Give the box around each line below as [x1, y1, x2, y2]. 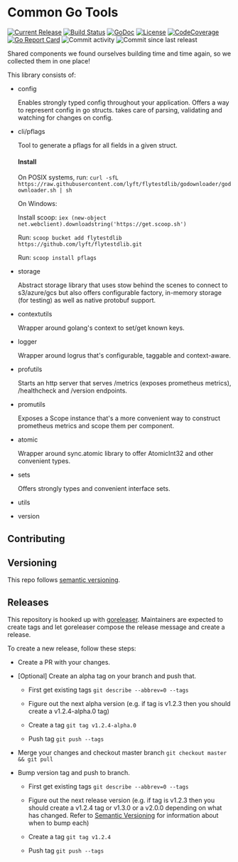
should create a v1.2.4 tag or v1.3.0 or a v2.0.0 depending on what [28, 804, 222, 812]
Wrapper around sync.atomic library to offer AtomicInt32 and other [17, 450, 214, 458]
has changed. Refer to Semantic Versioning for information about [28, 811, 219, 820]
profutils [17, 365, 43, 374]
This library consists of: [7, 71, 77, 79]
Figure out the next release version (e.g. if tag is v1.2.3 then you [28, 796, 215, 805]
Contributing [7, 532, 65, 545]
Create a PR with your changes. [17, 658, 111, 667]
